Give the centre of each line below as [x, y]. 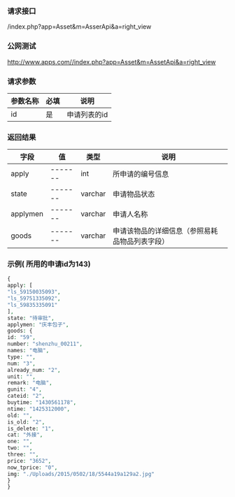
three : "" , [23, 455]
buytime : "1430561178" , [42, 403]
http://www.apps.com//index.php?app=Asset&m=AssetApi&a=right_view [112, 62]
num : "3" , [22, 363]
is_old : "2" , [26, 422]
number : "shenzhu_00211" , [45, 344]
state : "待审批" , [31, 318]
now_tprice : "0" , [33, 467]
